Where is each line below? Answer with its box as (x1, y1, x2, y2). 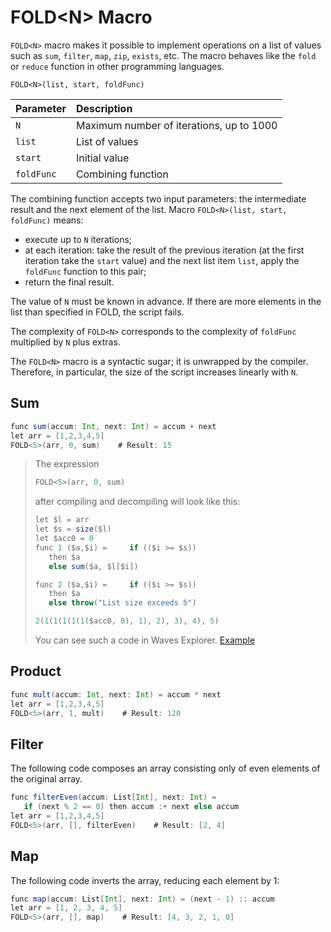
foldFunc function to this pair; (24, 265, 147, 277)
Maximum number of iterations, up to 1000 (75, 118, 278, 132)
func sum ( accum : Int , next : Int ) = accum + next (10, 421, 217, 431)
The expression (34, 458, 100, 470)
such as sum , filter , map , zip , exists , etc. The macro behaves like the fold (10, 49, 317, 61)
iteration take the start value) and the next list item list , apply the (24, 254, 300, 266)
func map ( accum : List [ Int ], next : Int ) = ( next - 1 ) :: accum (10, 894, 275, 904)
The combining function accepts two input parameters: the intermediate (10, 192, 307, 205)
